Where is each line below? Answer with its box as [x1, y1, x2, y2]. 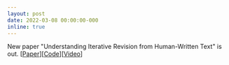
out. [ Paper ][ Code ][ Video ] [7, 50, 83, 58]
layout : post [7, 10, 46, 17]
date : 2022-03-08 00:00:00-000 [7, 17, 99, 24]
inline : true [7, 23, 46, 30]
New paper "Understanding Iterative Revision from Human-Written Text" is [7, 43, 222, 51]
